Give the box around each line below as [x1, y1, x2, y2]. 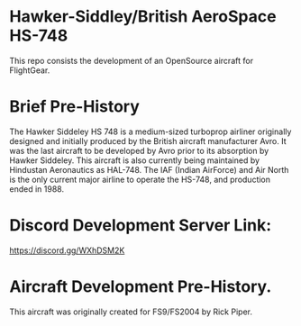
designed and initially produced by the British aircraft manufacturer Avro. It [9, 135, 287, 146]
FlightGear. [9, 65, 50, 76]
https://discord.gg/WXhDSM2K [9, 245, 125, 256]
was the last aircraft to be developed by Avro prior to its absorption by [9, 145, 269, 156]
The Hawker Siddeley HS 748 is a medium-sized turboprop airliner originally [9, 126, 292, 137]
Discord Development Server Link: [9, 215, 272, 236]
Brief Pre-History [9, 96, 140, 117]
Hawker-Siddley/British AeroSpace [9, 6, 277, 27]
